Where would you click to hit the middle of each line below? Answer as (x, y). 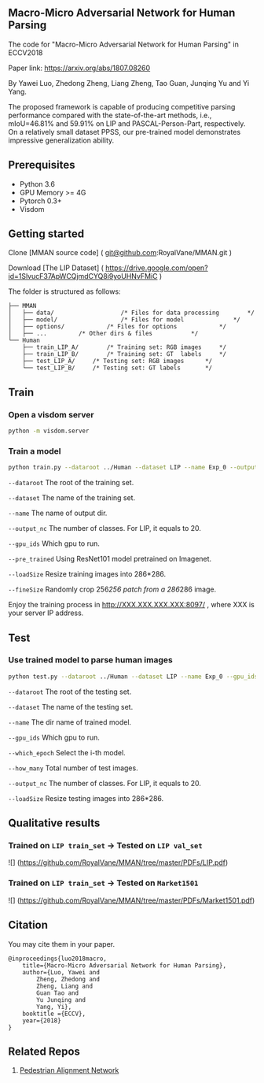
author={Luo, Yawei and (61, 972)
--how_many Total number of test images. (73, 768)
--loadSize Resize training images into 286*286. (87, 574)
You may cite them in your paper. (62, 944)
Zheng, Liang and (64, 986)
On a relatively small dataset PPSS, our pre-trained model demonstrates (125, 132)
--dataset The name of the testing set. (71, 707)
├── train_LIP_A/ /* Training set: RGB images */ (124, 347)
